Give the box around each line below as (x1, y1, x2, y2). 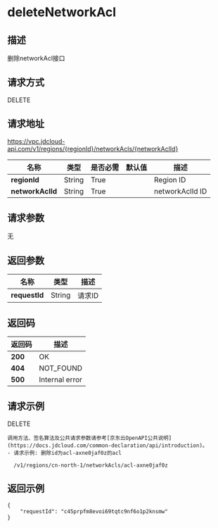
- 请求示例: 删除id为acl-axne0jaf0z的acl (7, 449, 122, 456)
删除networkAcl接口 (7, 54, 65, 62)
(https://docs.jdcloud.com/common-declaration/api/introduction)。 (7, 441, 208, 449)
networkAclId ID (153, 186, 207, 196)
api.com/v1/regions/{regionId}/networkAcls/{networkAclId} (7, 144, 179, 153)
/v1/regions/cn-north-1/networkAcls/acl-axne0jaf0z (13, 462, 169, 469)
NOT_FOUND (39, 363, 83, 373)
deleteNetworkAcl (7, 4, 117, 20)
